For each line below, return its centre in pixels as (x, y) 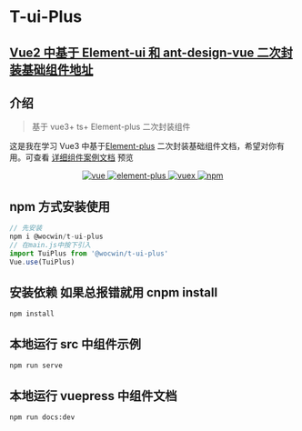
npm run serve (36, 366)
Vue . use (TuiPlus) (42, 262)
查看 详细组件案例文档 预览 (83, 157)
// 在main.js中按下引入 (50, 245)
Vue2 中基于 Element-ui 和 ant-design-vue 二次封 (151, 52)
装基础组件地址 (51, 70)
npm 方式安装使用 (60, 206)
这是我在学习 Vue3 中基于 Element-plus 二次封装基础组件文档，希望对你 (143, 146)
